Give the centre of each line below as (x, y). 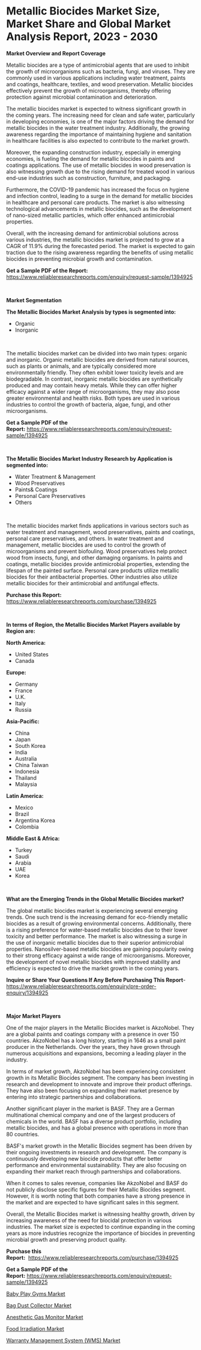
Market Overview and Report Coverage (56, 53)
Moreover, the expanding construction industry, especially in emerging (94, 152)
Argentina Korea (35, 820)
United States (32, 654)
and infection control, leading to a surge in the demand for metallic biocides (100, 196)
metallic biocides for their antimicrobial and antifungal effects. (83, 583)
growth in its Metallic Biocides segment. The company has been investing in (100, 1078)
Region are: (21, 631)
